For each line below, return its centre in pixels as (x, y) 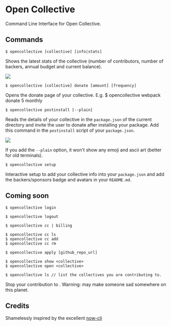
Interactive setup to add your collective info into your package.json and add (85, 174)
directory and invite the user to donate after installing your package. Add (82, 125)
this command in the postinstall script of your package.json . (70, 130)
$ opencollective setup (31, 165)
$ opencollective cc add (32, 239)
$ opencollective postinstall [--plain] (49, 110)
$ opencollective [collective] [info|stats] (54, 52)
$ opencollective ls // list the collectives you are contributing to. (83, 275)
